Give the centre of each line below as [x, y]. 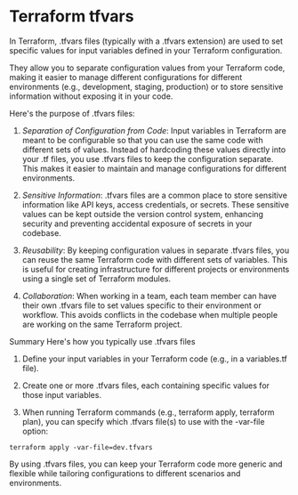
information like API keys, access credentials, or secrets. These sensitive [155, 204]
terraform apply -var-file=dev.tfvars [81, 447]
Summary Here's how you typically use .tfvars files [102, 341]
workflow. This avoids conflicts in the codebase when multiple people [150, 314]
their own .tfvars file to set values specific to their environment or [142, 305]
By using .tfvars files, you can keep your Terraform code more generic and [146, 464]
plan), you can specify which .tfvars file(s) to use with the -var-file [143, 421]
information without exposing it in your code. [91, 96]
